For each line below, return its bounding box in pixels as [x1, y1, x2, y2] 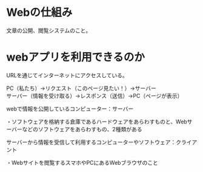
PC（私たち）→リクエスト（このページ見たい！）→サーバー [6, 84, 156, 92]
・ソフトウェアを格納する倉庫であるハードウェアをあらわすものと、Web [6, 118, 188, 125]
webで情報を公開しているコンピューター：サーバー [6, 105, 134, 112]
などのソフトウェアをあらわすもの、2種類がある [22, 125, 142, 132]
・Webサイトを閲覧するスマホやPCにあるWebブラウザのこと [6, 159, 159, 166]
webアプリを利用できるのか [6, 50, 145, 64]
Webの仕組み [6, 5, 73, 19]
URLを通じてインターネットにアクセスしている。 [6, 71, 128, 79]
